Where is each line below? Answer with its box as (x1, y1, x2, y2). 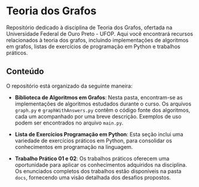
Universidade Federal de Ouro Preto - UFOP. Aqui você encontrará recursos (6, 30, 193, 37)
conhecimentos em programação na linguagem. (14, 143, 133, 150)
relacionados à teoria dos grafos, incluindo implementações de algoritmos (6, 36, 189, 43)
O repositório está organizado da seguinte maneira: (6, 82, 133, 89)
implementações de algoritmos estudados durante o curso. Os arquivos (14, 100, 192, 107)
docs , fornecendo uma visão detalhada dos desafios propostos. (14, 174, 172, 181)
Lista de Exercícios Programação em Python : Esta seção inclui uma (14, 130, 183, 138)
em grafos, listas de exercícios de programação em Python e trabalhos (6, 43, 180, 50)
